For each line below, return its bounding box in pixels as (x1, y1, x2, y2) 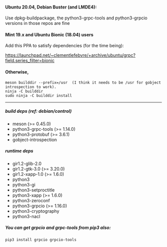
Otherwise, (5, 69, 29, 75)
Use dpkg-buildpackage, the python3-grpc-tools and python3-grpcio (5, 15, 148, 21)
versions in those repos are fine (5, 20, 70, 26)
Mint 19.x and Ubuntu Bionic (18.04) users (5, 31, 93, 37)
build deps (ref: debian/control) (5, 108, 72, 114)
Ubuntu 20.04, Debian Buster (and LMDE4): (5, 4, 97, 10)
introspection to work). (5, 84, 57, 89)
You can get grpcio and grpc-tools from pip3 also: (5, 225, 111, 231)
